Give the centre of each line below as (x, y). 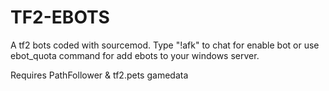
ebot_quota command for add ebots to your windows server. (135, 55)
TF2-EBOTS (60, 17)
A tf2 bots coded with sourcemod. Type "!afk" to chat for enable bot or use (165, 45)
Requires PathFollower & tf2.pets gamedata (99, 75)
